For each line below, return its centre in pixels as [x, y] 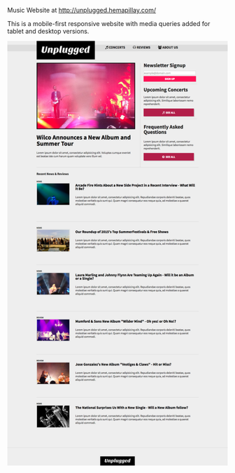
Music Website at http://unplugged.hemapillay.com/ [81, 10]
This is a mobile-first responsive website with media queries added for [109, 24]
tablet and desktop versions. [48, 31]
